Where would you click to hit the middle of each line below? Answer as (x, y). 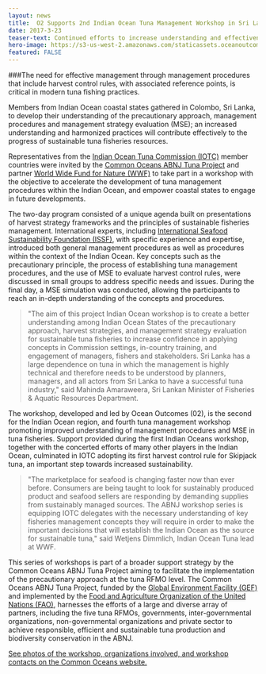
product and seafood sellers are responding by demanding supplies (138, 496)
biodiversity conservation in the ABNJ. (71, 638)
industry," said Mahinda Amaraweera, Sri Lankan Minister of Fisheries (141, 389)
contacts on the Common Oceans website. (78, 662)
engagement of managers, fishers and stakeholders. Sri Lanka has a (139, 356)
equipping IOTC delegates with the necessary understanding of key (138, 513)
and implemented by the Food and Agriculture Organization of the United (127, 596)
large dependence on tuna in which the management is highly (128, 364)
